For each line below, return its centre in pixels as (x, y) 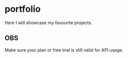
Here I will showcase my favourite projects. (48, 23)
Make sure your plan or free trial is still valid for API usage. (64, 50)
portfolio (23, 9)
